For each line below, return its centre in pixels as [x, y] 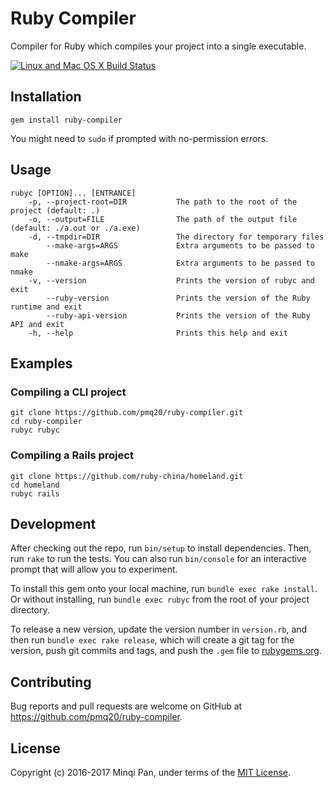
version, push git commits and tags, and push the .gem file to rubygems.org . [166, 651]
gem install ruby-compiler [66, 120]
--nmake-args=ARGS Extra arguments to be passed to [180, 263]
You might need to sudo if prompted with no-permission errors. [139, 138]
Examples [41, 363]
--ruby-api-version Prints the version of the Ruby [178, 315]
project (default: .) [55, 210]
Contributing [51, 682]
